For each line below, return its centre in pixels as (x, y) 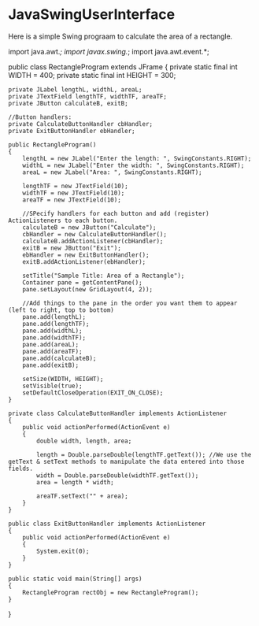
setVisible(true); (52, 386)
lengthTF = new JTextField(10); (75, 186)
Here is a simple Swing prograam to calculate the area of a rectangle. (120, 36)
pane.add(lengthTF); (56, 324)
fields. (21, 469)
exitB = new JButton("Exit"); (72, 248)
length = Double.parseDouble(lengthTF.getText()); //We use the (144, 454)
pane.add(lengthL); (54, 317)
